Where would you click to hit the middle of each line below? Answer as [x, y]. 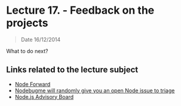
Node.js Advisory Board [44, 96]
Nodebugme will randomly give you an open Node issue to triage [95, 91]
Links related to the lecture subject [72, 70]
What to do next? [27, 51]
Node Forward [33, 84]
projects [27, 23]
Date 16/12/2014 [41, 39]
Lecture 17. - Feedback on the [80, 10]
